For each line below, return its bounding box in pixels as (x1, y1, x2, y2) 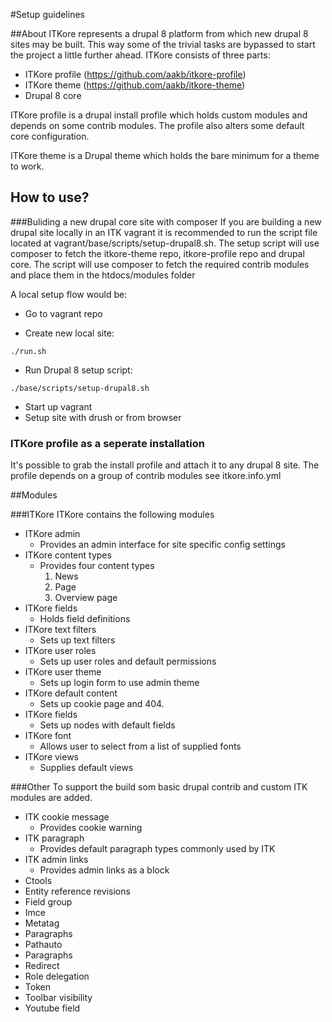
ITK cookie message (24, 811, 110, 823)
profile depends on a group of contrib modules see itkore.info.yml (10, 470, 282, 482)
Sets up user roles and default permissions (39, 655, 217, 668)
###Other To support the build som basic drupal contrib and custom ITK (10, 781, 308, 793)
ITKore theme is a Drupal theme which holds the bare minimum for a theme (10, 150, 320, 161)
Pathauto (24, 939, 63, 951)
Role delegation (24, 970, 90, 983)
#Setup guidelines (10, 9, 85, 20)
